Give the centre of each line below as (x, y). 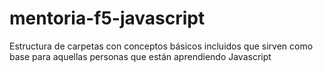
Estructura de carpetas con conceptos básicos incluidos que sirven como (161, 46)
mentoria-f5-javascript (107, 18)
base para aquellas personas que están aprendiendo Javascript (140, 56)
